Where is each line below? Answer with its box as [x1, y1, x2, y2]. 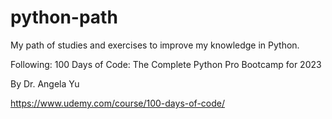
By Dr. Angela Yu [10, 77, 80, 90]
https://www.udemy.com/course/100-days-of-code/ [10, 97, 226, 109]
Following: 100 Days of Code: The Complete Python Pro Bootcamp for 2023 [10, 58, 322, 70]
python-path [10, 6, 118, 29]
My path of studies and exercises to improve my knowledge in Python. [10, 39, 300, 51]
